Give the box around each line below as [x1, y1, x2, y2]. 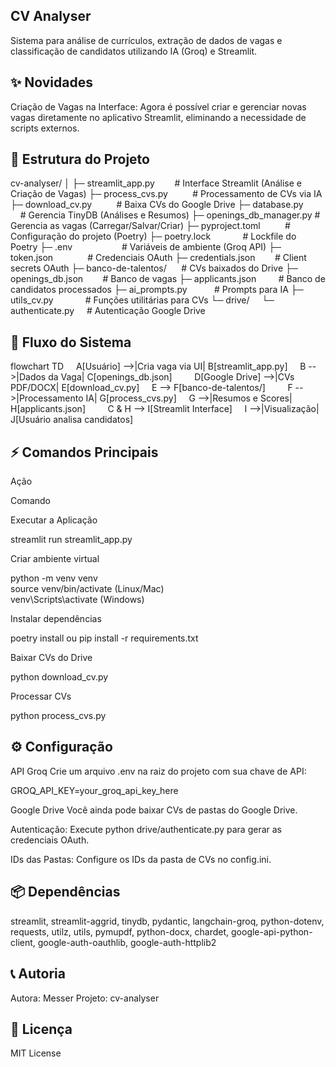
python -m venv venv [10, 572, 98, 584]
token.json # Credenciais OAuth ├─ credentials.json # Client [10, 252, 307, 264]
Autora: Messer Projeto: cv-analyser [10, 992, 160, 1004]
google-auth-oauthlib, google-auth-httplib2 [37, 936, 217, 948]
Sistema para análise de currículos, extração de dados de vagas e [10, 34, 283, 46]
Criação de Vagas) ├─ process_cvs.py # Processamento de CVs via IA [10, 188, 323, 200]
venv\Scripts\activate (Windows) [10, 594, 145, 606]
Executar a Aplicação [10, 514, 98, 526]
